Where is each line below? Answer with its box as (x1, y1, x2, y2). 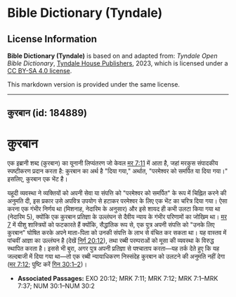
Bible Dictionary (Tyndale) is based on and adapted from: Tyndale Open (7, 51, 218, 60)
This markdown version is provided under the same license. (7, 80, 181, 89)
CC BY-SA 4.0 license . (7, 67, 72, 75)
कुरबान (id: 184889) (7, 107, 88, 119)
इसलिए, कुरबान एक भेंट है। (7, 175, 68, 184)
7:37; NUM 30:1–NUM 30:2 (17, 282, 95, 290)
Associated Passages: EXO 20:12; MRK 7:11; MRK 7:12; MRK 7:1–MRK (17, 274, 218, 283)
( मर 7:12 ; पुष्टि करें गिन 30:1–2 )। (7, 260, 88, 269)
